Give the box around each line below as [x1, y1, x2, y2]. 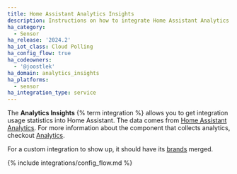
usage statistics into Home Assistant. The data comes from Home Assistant [7, 116, 227, 124]
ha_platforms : [7, 76, 50, 83]
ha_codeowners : [7, 57, 52, 64]
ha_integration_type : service [7, 89, 97, 96]
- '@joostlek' [13, 63, 55, 70]
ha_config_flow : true [7, 50, 71, 57]
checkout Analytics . [7, 132, 65, 140]
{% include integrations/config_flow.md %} [7, 158, 133, 167]
